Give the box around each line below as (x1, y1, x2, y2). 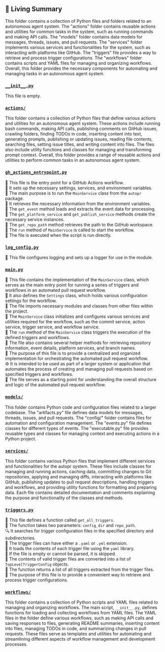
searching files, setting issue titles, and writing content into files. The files (5, 141, 155, 147)
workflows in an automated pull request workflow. (5, 287, 106, 293)
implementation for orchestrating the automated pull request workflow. (5, 355, 149, 361)
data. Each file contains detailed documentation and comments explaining (5, 489, 155, 495)
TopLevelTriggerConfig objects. (5, 562, 69, 567)
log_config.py (5, 244, 39, 250)
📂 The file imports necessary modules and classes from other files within (5, 303, 153, 309)
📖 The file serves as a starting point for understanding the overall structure (5, 377, 157, 383)
